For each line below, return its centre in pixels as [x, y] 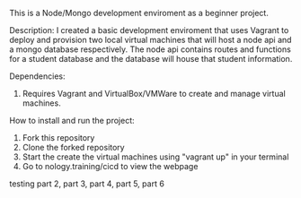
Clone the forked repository [73, 147]
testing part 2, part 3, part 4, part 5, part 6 [87, 184]
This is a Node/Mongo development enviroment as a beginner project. [139, 13]
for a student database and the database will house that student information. [151, 59]
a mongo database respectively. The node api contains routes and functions [150, 49]
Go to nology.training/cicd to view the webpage [110, 166]
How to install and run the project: [72, 121]
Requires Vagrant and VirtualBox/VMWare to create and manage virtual [154, 94]
